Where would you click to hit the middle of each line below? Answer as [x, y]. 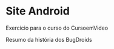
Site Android [38, 11]
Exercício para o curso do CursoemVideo [57, 28]
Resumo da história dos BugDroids [49, 39]
